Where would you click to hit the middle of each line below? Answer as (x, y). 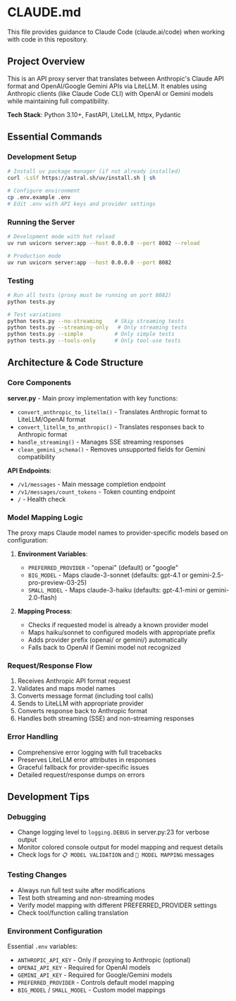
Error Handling (33, 736)
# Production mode (34, 256)
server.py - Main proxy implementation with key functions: (93, 398)
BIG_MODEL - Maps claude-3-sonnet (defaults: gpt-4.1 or (108, 575)
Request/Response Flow (50, 665)
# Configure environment (44, 191)
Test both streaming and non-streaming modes (86, 897)
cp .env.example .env (39, 198)
